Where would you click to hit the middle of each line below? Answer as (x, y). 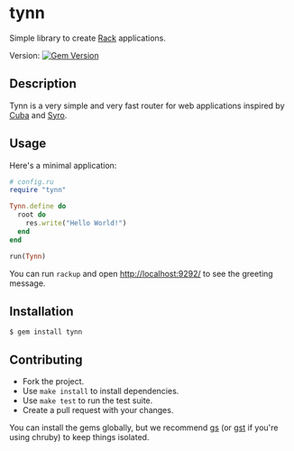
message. (28, 283)
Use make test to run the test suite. (87, 400)
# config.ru (32, 182)
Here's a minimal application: (63, 165)
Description (43, 84)
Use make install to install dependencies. (101, 391)
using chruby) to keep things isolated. (79, 437)
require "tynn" (38, 190)
